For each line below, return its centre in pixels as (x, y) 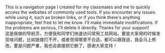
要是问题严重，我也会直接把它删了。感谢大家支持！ (65, 45)
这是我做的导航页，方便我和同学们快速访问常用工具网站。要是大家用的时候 (81, 33)
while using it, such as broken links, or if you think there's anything (73, 17)
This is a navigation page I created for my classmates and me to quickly (78, 7)
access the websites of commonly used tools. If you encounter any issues (80, 12)
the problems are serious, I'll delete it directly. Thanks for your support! (77, 28)
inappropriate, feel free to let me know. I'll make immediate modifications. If (82, 22)
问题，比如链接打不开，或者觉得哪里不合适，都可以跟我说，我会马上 (82, 39)
